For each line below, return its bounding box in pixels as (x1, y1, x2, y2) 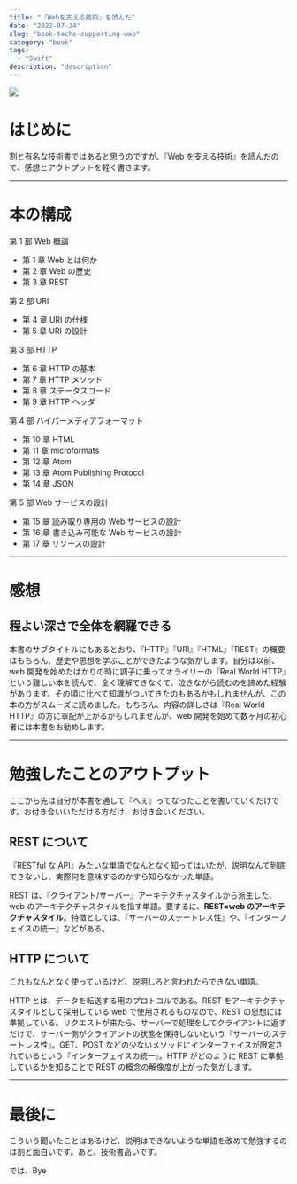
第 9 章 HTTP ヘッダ (21, 396, 95, 407)
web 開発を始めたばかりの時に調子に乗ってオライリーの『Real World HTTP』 (9, 666, 287, 676)
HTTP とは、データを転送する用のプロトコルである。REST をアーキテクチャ (9, 995, 286, 1006)
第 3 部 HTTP (9, 344, 57, 354)
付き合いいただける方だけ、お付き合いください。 (31, 806, 209, 816)
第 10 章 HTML (21, 433, 75, 444)
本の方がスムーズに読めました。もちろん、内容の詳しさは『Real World (9, 699, 265, 710)
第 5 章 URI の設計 (21, 325, 88, 336)
